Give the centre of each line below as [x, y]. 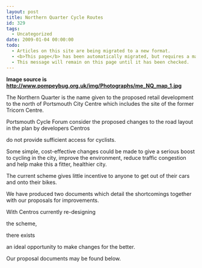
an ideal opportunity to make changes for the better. [71, 246]
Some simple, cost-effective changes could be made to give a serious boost [101, 151]
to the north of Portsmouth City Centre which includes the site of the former [100, 103]
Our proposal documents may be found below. [64, 258]
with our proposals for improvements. [53, 200]
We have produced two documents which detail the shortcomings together [99, 193]
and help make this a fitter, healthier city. [57, 164]
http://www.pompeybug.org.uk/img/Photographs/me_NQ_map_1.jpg [94, 85]
